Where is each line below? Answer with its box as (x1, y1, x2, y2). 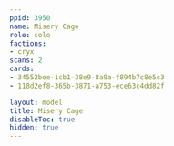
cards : (9, 65, 35, 74)
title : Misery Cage (9, 106, 84, 115)
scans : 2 (9, 56, 43, 65)
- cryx (9, 47, 35, 57)
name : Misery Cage (9, 22, 79, 31)
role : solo (9, 30, 51, 39)
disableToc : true (9, 115, 76, 124)
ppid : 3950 (9, 13, 51, 23)
